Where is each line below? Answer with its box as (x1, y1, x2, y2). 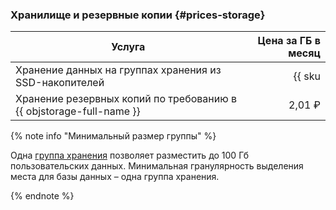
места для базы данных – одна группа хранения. (10, 171, 220, 183)
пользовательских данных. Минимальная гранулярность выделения (10, 160, 304, 172)
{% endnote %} (10, 190, 75, 202)
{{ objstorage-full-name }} (15, 104, 141, 118)
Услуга (111, 40, 146, 54)
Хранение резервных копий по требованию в (15, 92, 237, 106)
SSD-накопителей (15, 76, 105, 90)
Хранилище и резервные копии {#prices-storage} (10, 8, 266, 22)
